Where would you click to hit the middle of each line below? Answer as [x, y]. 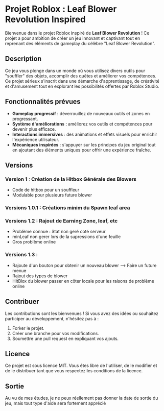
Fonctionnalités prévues [43, 102]
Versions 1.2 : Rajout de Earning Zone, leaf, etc [61, 221]
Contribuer [22, 302]
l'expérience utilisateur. [36, 139]
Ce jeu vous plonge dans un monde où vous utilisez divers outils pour [75, 71]
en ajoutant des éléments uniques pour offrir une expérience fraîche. [82, 150]
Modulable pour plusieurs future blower [52, 195]
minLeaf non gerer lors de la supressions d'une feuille [66, 237]
